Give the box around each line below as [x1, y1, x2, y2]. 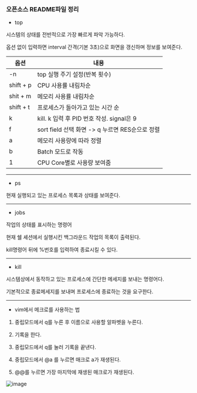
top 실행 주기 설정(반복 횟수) [37, 71, 111, 79]
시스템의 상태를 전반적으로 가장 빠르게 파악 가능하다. [6, 31, 125, 38]
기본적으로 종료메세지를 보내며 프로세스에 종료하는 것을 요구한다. [6, 288, 154, 295]
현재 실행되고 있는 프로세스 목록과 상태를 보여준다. [6, 192, 121, 199]
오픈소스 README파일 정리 [6, 5, 79, 13]
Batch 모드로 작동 [37, 148, 84, 156]
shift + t [9, 103, 30, 111]
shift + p [9, 81, 32, 89]
